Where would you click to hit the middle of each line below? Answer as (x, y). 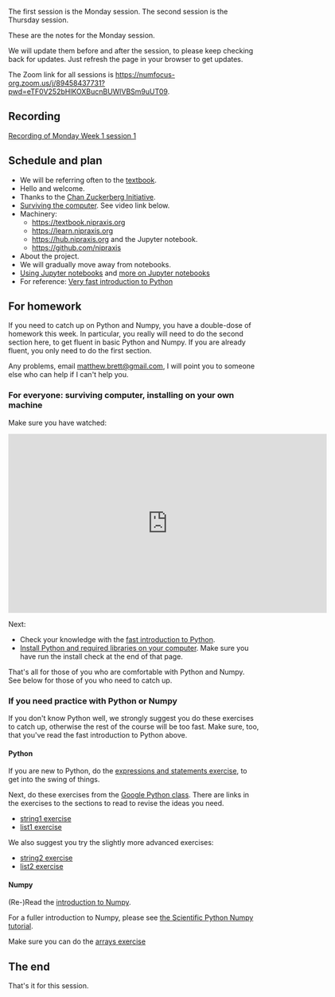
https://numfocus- (145, 74)
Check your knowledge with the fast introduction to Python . (117, 639)
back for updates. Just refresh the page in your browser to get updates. (126, 59)
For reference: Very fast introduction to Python (96, 281)
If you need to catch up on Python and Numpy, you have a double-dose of (130, 325)
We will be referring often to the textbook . (88, 180)
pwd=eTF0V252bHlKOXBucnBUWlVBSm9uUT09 (88, 92)
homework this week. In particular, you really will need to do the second (126, 334)
